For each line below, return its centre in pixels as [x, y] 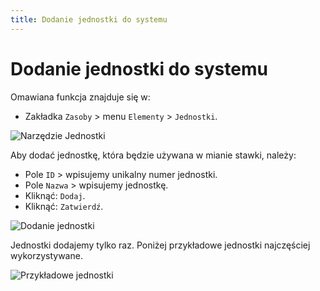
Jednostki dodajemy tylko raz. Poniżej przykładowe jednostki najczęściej [160, 245]
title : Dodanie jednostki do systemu [89, 19]
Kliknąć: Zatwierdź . [64, 206]
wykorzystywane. [46, 255]
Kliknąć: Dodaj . [55, 195]
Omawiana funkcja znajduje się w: [80, 97]
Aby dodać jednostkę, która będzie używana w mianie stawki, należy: [153, 155]
